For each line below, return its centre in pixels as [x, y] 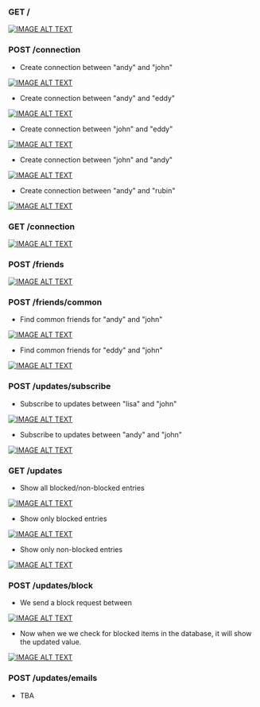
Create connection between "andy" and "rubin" [97, 190]
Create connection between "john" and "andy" [96, 159]
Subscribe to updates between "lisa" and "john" [98, 403]
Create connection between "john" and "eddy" [96, 129]
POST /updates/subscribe [60, 387]
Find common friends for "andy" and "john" [91, 320]
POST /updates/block [51, 585]
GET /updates [35, 470]
